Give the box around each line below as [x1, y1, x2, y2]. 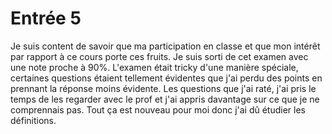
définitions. [10, 114, 57, 126]
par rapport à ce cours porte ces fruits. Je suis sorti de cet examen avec [10, 50, 309, 62]
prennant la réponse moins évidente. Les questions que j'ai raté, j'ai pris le [10, 82, 317, 94]
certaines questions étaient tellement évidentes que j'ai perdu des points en [10, 72, 323, 84]
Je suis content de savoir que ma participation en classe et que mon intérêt [10, 40, 321, 52]
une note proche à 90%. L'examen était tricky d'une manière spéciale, [10, 61, 299, 73]
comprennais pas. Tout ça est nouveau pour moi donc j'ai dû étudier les [10, 103, 307, 116]
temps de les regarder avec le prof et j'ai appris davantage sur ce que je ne [10, 93, 320, 105]
